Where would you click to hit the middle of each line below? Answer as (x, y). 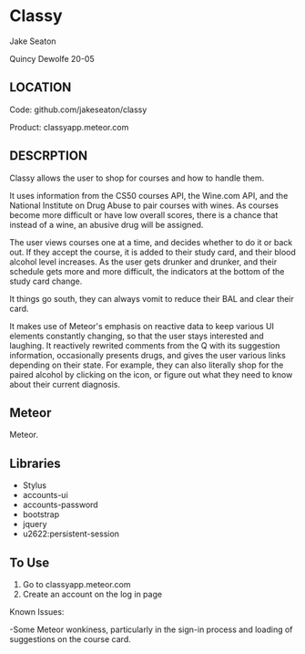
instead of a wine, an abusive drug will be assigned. (107, 224)
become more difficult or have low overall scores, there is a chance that (144, 214)
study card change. (46, 281)
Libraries (35, 463)
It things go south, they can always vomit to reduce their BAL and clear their (152, 298)
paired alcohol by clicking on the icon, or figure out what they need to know (151, 374)
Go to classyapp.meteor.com (76, 584)
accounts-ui (45, 495)
